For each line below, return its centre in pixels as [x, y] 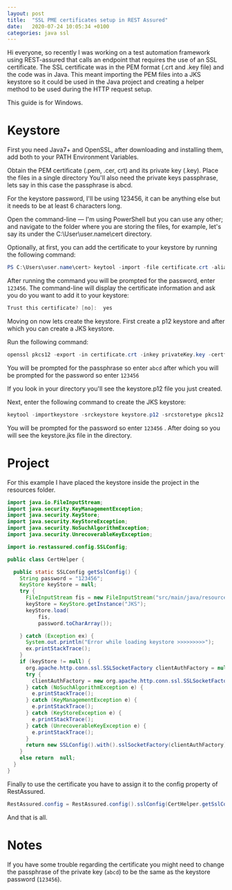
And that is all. [28, 817]
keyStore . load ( [47, 610]
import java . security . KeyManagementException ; [75, 509]
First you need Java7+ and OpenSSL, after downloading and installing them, [115, 150]
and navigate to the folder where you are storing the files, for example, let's [114, 227]
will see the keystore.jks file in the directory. [70, 435]
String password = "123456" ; [61, 578]
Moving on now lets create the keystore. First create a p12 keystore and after [116, 321]
